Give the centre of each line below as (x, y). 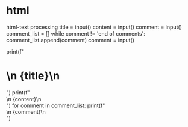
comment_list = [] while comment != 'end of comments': (76, 33)
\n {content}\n (24, 99)
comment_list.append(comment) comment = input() (70, 40)
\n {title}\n (33, 76)
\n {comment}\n (26, 111)
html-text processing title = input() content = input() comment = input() (94, 27)
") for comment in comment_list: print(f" (56, 105)
